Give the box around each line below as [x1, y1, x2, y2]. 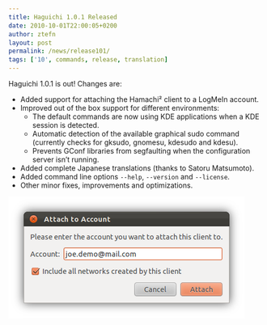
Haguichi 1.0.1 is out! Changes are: [8, 79, 123, 88]
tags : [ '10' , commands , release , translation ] [8, 56, 168, 64]
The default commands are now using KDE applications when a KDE [32, 112, 261, 121]
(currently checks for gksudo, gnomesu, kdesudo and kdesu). [32, 137, 239, 147]
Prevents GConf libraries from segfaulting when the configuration [32, 146, 251, 155]
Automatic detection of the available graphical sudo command [32, 129, 240, 138]
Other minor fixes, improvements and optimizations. [19, 180, 193, 190]
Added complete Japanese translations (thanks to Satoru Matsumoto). [19, 163, 255, 173]
